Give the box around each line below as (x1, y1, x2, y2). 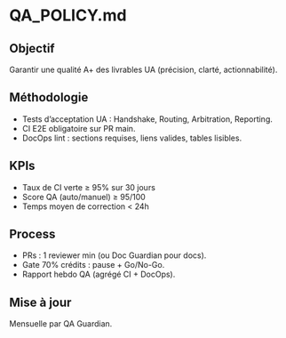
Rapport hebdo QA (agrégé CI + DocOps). (21, 269, 176, 280)
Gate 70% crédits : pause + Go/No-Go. (21, 260, 165, 270)
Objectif (9, 41, 55, 56)
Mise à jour (9, 294, 72, 310)
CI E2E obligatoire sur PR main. (21, 123, 136, 133)
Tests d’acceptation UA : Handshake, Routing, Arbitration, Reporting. (21, 113, 274, 125)
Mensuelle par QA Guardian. (9, 318, 113, 329)
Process (9, 227, 56, 242)
